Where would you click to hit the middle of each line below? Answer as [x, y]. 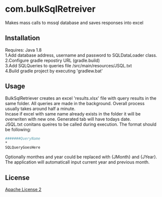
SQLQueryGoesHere [23, 148]
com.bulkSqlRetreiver [50, 9]
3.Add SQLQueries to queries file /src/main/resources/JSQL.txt [69, 65]
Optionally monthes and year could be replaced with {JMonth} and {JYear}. [81, 157]
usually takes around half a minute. [40, 109]
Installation [23, 38]
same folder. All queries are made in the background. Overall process [75, 103]
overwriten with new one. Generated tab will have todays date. [68, 119]
